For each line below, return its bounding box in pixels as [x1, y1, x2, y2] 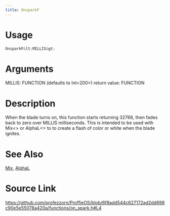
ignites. [5, 130, 21, 137]
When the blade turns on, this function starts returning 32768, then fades [5, 115, 158, 121]
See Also [5, 148, 44, 160]
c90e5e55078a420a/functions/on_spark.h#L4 [5, 205, 102, 211]
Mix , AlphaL [5, 165, 30, 171]
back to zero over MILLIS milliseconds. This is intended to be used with [5, 120, 154, 126]
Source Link [5, 183, 57, 194]
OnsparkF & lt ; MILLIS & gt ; [5, 46, 56, 51]
